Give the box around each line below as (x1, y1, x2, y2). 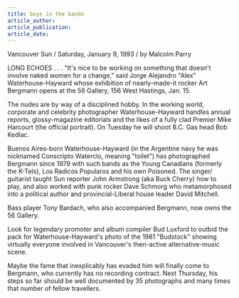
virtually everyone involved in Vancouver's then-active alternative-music (7, 240, 221, 249)
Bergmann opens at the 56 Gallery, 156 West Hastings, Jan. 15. (7, 86, 191, 95)
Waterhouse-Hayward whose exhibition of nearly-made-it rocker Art (7, 79, 208, 88)
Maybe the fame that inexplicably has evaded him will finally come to (7, 262, 210, 270)
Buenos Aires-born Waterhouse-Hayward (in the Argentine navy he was (7, 144, 218, 153)
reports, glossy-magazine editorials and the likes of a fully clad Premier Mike (7, 115, 232, 124)
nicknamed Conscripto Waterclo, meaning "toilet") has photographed (7, 152, 211, 160)
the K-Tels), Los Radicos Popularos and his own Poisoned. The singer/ (7, 167, 213, 175)
